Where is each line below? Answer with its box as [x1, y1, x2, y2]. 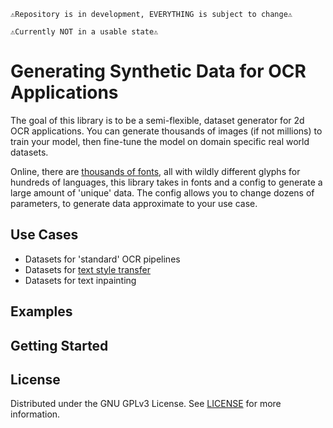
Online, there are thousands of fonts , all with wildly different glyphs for [10, 165, 301, 177]
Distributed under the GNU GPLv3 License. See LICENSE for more [10, 398, 282, 410]
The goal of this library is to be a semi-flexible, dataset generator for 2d [10, 114, 305, 126]
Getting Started [10, 337, 109, 354]
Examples [10, 303, 73, 320]
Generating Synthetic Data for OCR [10, 60, 307, 83]
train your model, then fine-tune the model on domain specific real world [10, 135, 310, 147]
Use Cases [10, 226, 79, 244]
